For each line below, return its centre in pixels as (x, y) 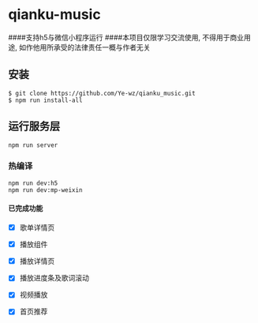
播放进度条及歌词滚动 (54, 278)
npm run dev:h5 (33, 183)
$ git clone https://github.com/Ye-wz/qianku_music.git (102, 93)
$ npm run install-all (45, 100)
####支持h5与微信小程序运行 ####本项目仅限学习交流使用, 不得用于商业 (126, 37)
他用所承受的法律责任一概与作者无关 (92, 47)
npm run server (33, 145)
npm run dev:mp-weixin (45, 190)
